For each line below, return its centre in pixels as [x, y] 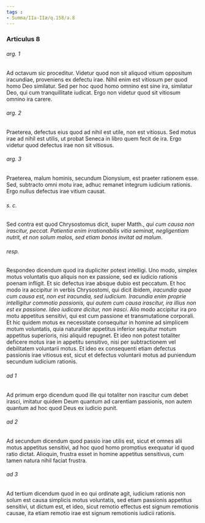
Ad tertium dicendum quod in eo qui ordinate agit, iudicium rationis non [96, 494]
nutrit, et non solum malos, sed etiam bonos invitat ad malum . [84, 238]
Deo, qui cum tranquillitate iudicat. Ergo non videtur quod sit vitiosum [93, 92]
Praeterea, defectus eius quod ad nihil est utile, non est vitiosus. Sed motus [101, 132]
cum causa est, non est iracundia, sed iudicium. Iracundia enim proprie [96, 296]
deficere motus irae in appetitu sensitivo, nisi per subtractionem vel [91, 342]
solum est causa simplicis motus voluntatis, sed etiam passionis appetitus [99, 500]
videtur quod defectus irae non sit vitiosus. [60, 145]
